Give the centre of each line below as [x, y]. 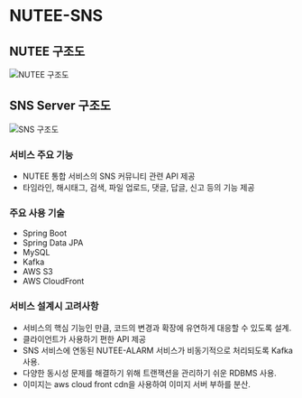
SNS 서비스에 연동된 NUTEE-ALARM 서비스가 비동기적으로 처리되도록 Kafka [157, 350]
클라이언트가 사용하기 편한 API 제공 [84, 338]
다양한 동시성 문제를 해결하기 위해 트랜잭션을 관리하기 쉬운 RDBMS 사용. [149, 373]
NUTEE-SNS [56, 16]
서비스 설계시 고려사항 [54, 306]
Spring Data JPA [53, 243]
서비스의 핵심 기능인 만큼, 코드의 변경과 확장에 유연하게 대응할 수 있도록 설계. [157, 328]
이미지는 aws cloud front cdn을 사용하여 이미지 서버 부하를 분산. [136, 384]
